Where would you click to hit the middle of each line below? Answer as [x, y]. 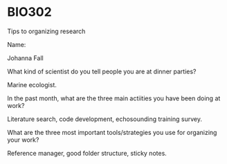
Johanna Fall [25, 58]
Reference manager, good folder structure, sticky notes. [87, 153]
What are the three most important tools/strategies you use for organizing [112, 132]
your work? [23, 140]
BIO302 [29, 12]
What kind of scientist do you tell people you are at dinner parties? [102, 71]
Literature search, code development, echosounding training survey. [105, 119]
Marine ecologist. [32, 84]
